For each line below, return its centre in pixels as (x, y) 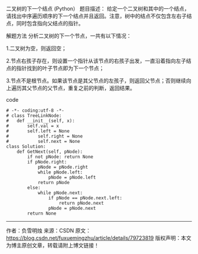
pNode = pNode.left (72, 178)
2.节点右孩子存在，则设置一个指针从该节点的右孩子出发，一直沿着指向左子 (96, 61)
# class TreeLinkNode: (34, 116)
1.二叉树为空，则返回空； (36, 48)
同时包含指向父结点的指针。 (50, 23)
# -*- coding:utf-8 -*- (35, 111)
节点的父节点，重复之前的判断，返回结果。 (83, 88)
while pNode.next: (60, 193)
